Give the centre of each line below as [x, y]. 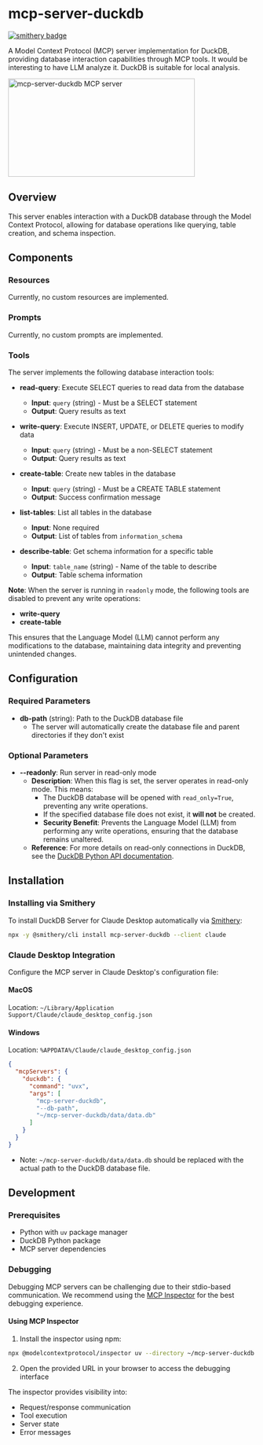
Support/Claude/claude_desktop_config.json [80, 1016]
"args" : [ [45, 1093]
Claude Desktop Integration [62, 955]
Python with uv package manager [73, 1233]
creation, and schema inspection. [62, 233]
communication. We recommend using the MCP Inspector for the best [121, 1295]
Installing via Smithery [52, 903]
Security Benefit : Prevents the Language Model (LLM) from [140, 823]
